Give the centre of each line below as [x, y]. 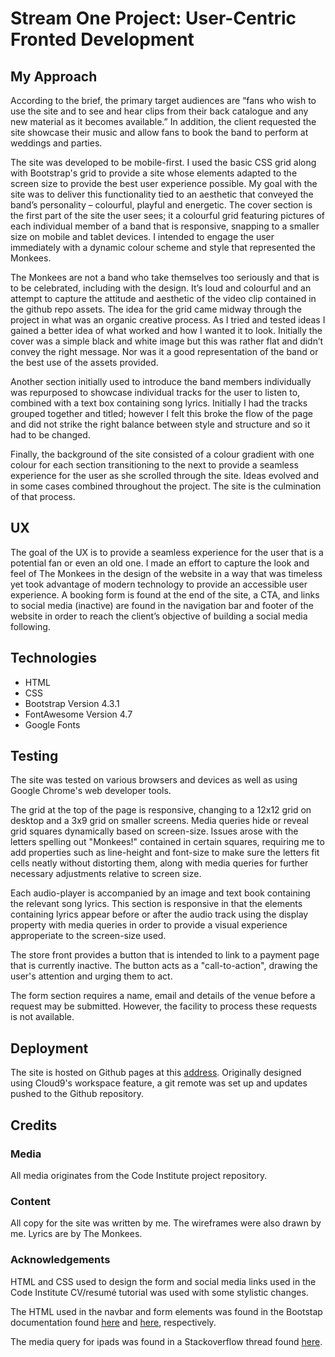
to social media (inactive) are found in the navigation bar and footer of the [162, 605]
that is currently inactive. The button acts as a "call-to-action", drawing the [164, 966]
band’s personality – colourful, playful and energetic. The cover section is [161, 205]
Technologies [54, 658]
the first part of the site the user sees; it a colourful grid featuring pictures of [167, 215]
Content [31, 1201]
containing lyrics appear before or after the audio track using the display [159, 914]
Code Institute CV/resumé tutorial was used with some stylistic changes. [159, 1292]
